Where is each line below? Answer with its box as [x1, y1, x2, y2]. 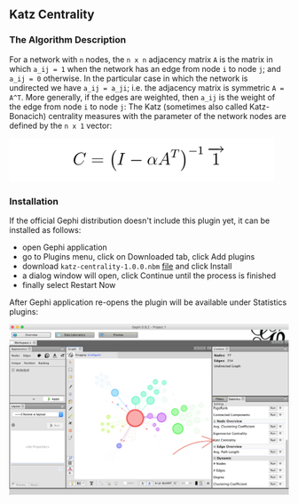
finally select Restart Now [21, 279, 116, 290]
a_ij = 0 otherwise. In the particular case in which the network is [9, 73, 248, 84]
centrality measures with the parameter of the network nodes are [48, 110, 286, 121]
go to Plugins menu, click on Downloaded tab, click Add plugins [21, 251, 255, 261]
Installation [9, 195, 59, 207]
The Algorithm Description [9, 34, 127, 46]
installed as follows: [9, 224, 82, 235]
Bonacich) [9, 110, 47, 121]
